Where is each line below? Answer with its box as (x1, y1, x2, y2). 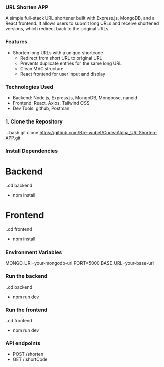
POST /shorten (12, 351, 44, 357)
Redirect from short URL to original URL (20, 55, 102, 61)
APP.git (5, 135, 21, 141)
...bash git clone (5, 130, 39, 136)
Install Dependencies (5, 147, 58, 154)
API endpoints (5, 340, 41, 347)
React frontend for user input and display (20, 71, 106, 77)
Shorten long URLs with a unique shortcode (12, 49, 103, 56)
